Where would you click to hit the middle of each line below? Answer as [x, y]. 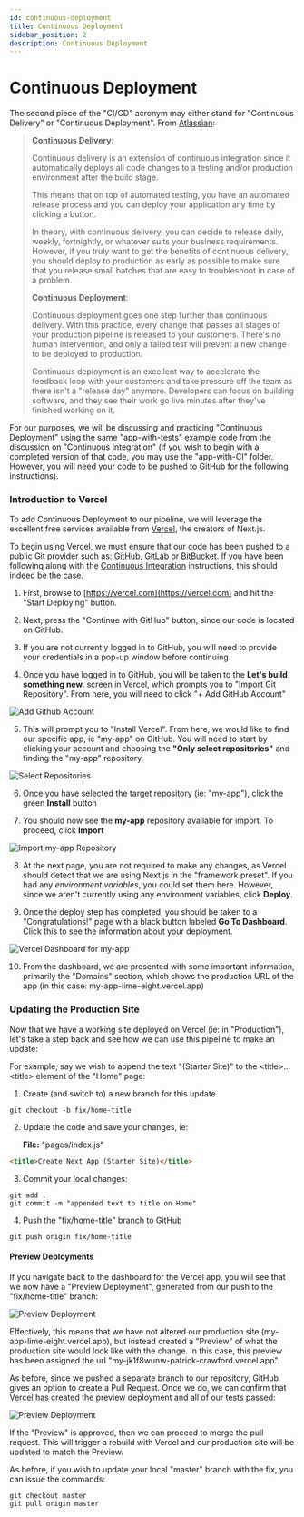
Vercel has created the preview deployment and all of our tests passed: [142, 1397]
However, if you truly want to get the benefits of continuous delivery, [160, 252]
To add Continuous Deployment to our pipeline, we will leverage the [136, 520]
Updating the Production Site [75, 1009]
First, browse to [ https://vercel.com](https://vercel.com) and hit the [148, 593]
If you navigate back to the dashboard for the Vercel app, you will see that [147, 1276]
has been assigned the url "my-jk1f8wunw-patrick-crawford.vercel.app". [145, 1360]
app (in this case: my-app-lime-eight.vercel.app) [113, 986]
